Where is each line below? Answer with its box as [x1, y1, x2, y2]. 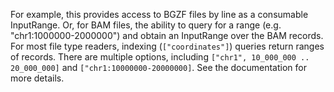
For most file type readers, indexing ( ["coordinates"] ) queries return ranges [10, 40, 325, 52]
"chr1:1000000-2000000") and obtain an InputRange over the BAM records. [10, 30, 324, 41]
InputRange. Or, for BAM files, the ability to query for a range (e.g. [10, 19, 282, 31]
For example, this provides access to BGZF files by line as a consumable [10, 9, 309, 20]
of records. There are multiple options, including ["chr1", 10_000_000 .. [10, 51, 310, 63]
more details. [10, 72, 65, 84]
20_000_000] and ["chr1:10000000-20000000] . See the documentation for [10, 62, 307, 73]
